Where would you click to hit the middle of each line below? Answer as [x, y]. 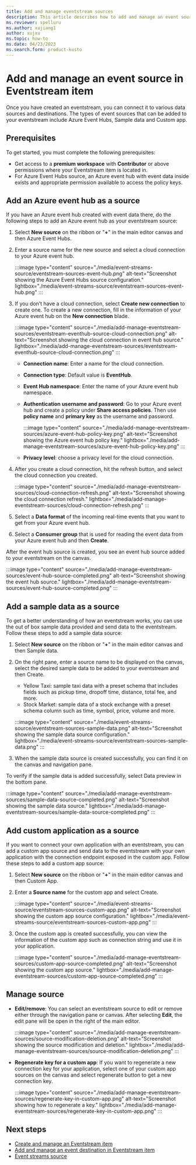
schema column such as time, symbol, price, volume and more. [99, 711]
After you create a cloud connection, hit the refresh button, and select [98, 469]
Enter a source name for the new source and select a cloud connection [100, 250]
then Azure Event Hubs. [43, 238]
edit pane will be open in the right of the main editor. [77, 1021]
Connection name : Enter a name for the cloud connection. [94, 364]
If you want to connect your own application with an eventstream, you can [95, 845]
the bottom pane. [27, 782]
